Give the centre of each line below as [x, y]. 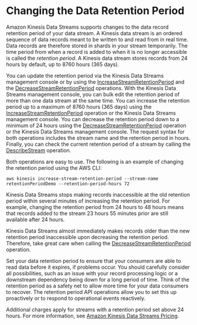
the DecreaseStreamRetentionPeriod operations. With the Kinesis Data [91, 88]
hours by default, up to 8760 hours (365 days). [62, 64]
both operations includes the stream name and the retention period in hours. [98, 138]
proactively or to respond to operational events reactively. [76, 298]
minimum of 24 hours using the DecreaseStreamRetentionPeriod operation [96, 125]
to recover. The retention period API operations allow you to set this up [91, 292]
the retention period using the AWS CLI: [54, 167]
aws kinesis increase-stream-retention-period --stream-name [82, 179]
